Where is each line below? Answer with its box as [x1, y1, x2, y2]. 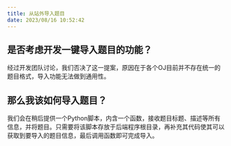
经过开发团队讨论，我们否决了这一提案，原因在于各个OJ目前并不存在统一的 [7, 64, 221, 72]
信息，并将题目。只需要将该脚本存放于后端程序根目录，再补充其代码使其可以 [7, 122, 225, 131]
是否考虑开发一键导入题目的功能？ [7, 44, 152, 55]
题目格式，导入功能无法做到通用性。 [7, 72, 110, 80]
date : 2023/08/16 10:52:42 [7, 17, 85, 24]
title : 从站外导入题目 [7, 10, 66, 17]
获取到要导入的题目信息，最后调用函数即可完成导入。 [7, 131, 159, 140]
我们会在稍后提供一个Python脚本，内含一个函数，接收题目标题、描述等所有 [7, 114, 221, 122]
